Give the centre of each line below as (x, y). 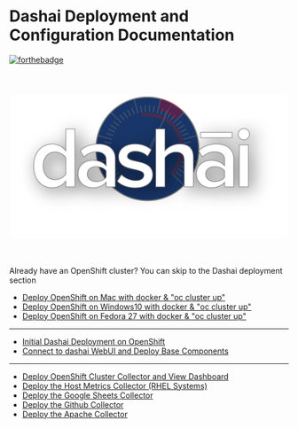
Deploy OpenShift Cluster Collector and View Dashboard (125, 376)
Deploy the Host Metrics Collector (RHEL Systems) (115, 385)
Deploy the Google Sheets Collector (87, 395)
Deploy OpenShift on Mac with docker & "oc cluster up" (124, 297)
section (23, 280)
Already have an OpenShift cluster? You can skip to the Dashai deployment (146, 270)
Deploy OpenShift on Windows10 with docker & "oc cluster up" (137, 307)
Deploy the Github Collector (73, 404)
